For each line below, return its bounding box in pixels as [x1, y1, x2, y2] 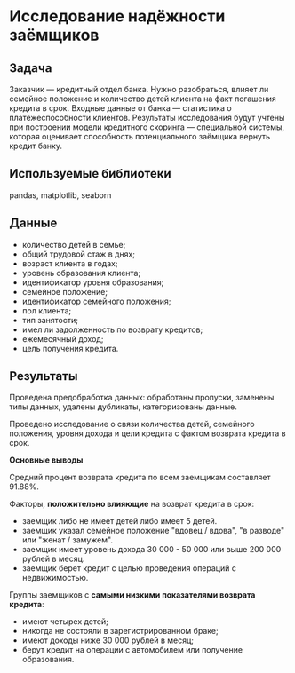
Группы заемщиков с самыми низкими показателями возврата [9, 590, 256, 600]
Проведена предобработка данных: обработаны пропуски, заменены [9, 392, 275, 403]
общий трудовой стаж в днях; [21, 249, 136, 259]
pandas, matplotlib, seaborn [9, 189, 112, 201]
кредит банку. [9, 140, 62, 151]
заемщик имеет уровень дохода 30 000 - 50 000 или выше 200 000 [21, 544, 282, 555]
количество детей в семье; [21, 239, 126, 249]
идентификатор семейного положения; [21, 296, 171, 306]
